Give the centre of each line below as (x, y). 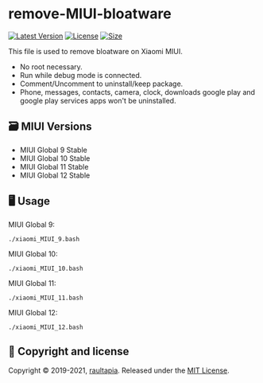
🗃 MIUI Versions (50, 127)
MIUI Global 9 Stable (53, 150)
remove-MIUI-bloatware (90, 14)
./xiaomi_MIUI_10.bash (46, 268)
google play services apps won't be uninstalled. (98, 100)
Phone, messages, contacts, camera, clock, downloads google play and (137, 92)
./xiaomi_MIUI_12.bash (46, 327)
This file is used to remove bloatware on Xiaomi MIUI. (95, 51)
